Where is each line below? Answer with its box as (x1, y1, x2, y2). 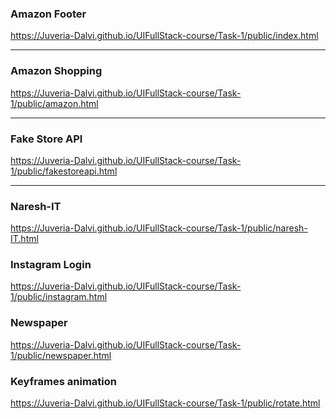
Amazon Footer (10, 7, 87, 21)
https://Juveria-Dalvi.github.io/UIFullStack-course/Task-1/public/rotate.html (10, 397, 321, 409)
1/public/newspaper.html (10, 349, 112, 361)
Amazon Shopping (10, 64, 103, 78)
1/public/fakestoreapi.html (10, 165, 118, 177)
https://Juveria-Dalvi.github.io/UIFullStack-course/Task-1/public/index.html (10, 30, 319, 42)
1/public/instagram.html (10, 291, 108, 303)
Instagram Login (10, 258, 92, 272)
